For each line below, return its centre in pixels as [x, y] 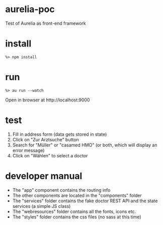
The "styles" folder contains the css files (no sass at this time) [77, 217]
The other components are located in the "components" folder [77, 195]
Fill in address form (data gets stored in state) [60, 134]
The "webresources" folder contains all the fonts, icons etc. [74, 211]
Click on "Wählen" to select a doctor [50, 155]
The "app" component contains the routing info [61, 190]
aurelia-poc [30, 9]
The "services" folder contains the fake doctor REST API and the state [85, 201]
